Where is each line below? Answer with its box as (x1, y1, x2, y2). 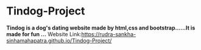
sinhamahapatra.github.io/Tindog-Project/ (6, 37, 112, 44)
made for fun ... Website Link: (6, 30, 82, 37)
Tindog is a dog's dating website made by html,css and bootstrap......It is (6, 24, 196, 31)
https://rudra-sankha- (81, 30, 136, 37)
